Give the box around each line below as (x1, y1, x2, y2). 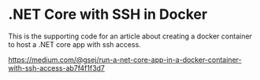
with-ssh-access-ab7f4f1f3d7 (8, 63, 105, 72)
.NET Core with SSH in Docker (8, 5, 208, 24)
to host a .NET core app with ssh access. (8, 39, 142, 49)
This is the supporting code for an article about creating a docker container (8, 31, 252, 41)
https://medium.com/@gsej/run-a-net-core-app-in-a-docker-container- (8, 55, 242, 64)
